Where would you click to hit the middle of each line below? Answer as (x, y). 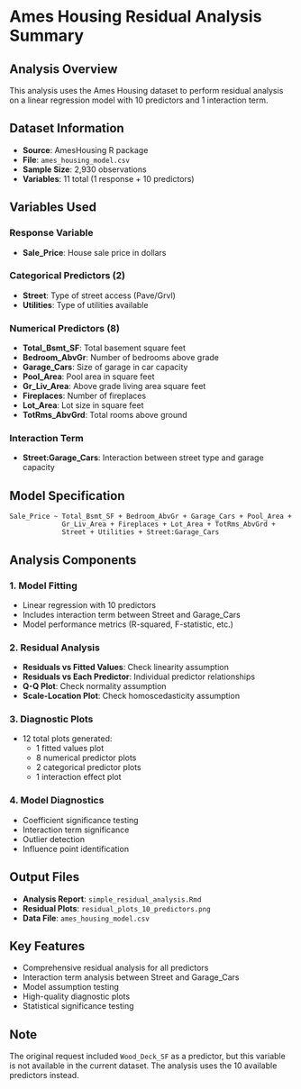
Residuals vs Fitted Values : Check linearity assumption (126, 667)
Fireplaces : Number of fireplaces (84, 396)
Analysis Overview (64, 69)
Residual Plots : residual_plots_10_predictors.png (116, 908)
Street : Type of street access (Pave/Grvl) (99, 295)
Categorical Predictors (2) (68, 276)
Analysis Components (73, 560)
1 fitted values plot (70, 749)
